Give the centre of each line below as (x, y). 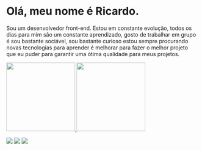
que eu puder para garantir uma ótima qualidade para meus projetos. (93, 54)
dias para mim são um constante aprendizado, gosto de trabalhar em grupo (101, 34)
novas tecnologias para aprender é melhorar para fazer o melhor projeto (97, 48)
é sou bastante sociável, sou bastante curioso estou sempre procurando (97, 41)
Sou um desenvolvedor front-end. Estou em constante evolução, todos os (99, 28)
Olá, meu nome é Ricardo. (73, 11)
